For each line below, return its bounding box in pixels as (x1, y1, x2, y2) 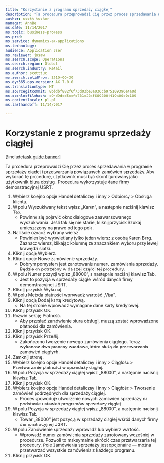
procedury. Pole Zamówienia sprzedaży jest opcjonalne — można (19, 442, 151, 448)
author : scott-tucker (5, 16, 50, 21)
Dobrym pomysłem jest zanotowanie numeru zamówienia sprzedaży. (19, 261, 158, 267)
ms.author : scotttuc (5, 71, 48, 76)
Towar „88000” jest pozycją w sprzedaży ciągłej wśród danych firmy (19, 416, 158, 422)
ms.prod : (5, 35, 23, 39)
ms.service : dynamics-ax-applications (5, 39, 84, 44)
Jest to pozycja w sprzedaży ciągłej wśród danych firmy (19, 276, 133, 282)
